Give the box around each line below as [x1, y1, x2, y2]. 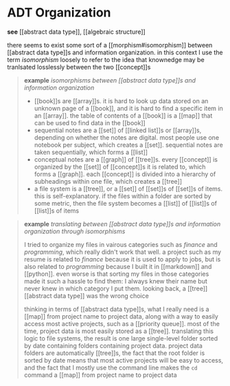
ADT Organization [7, 5, 111, 21]
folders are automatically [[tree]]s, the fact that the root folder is [23, 349, 205, 357]
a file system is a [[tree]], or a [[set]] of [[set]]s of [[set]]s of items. [34, 184, 223, 193]
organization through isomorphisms [23, 227, 126, 235]
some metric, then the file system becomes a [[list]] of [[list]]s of [34, 199, 218, 207]
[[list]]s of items [34, 206, 80, 215]
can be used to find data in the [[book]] [34, 118, 146, 127]
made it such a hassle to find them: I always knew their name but [23, 277, 208, 285]
